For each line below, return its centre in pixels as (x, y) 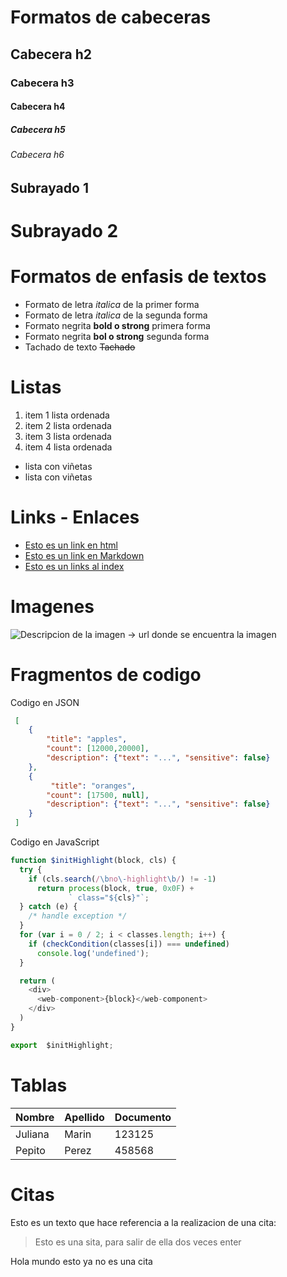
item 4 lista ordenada (68, 447)
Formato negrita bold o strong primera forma (117, 325)
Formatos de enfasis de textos (138, 277)
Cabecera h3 (42, 83)
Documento (143, 1117)
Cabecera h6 (37, 155)
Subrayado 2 (64, 230)
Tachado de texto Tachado (80, 347)
